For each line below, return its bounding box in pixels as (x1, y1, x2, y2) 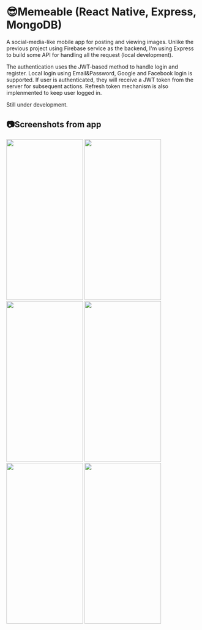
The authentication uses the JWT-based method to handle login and (6, 63, 179, 70)
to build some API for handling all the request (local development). (6, 51, 173, 58)
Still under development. (6, 100, 69, 108)
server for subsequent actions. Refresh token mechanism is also (6, 82, 168, 90)
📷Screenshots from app (6, 119, 102, 130)
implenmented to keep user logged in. (6, 89, 102, 96)
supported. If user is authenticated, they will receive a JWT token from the (6, 76, 194, 83)
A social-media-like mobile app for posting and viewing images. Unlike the (6, 38, 194, 45)
